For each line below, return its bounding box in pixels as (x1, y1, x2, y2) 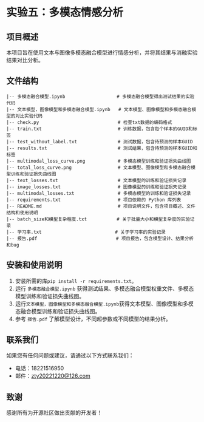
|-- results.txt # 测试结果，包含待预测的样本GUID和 (6, 145, 197, 151)
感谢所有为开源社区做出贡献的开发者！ (6, 409, 102, 417)
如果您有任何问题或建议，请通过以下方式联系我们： (6, 352, 134, 359)
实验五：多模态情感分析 (6, 5, 124, 19)
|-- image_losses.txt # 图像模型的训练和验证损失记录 (6, 183, 187, 190)
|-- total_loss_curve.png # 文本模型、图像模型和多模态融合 (6, 165, 191, 171)
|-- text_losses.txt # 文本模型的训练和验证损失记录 (6, 177, 187, 183)
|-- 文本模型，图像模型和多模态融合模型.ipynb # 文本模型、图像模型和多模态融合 (6, 106, 192, 112)
